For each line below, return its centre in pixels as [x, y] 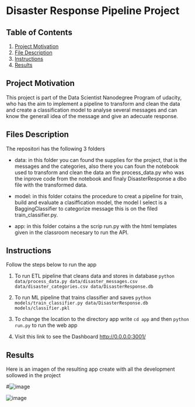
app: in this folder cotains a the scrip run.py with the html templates [95, 226]
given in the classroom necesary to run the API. [72, 232]
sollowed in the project [34, 375]
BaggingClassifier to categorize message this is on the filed [86, 208]
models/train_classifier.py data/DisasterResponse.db [81, 303]
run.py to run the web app [46, 325]
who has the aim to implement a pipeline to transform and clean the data [93, 104]
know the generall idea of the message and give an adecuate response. [92, 116]
